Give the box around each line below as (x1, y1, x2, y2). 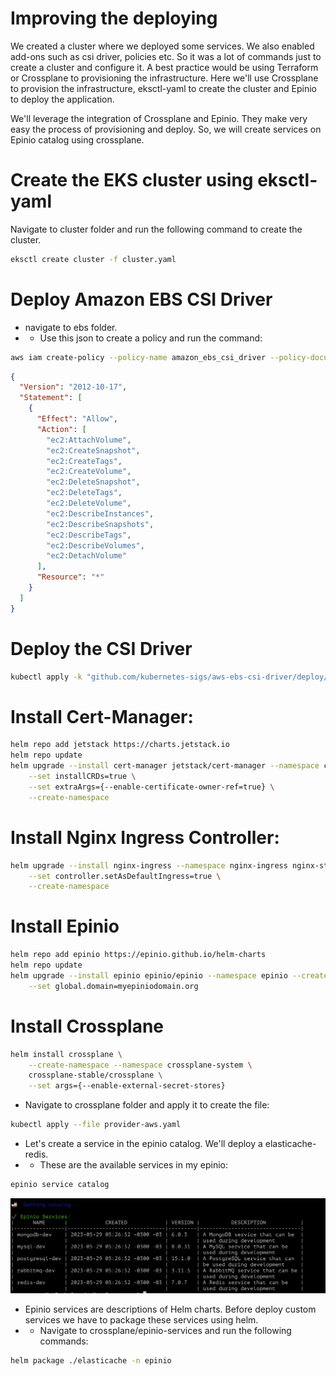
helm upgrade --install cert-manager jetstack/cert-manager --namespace (10, 761, 320, 771)
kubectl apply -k (10, 672, 83, 682)
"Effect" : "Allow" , (36, 414, 118, 424)
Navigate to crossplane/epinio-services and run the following (39, 1324, 292, 1336)
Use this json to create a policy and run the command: (39, 332, 263, 344)
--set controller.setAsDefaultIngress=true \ (28, 871, 222, 881)
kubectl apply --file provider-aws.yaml (10, 1120, 182, 1130)
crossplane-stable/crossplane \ (28, 1070, 163, 1081)
